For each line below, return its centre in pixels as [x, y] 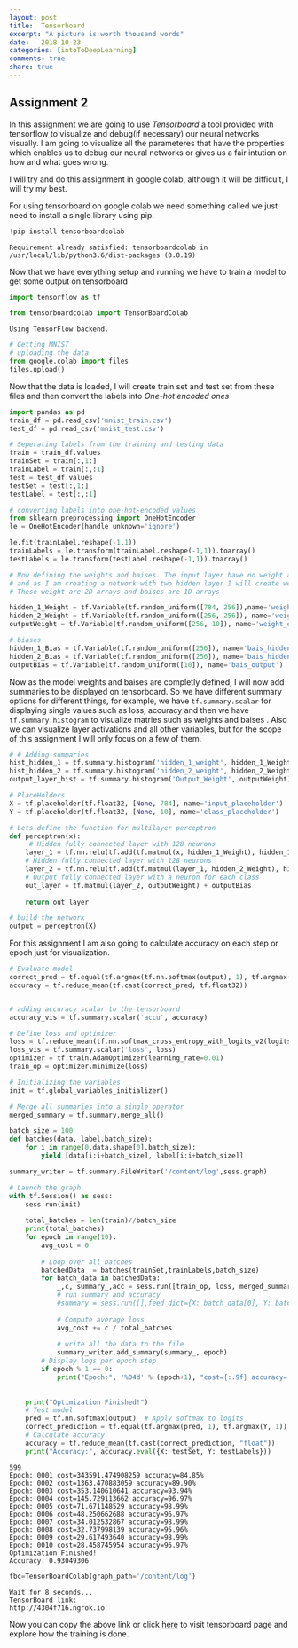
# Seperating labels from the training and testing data [117, 444]
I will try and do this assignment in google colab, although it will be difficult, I [149, 179]
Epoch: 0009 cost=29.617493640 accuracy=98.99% [99, 1537]
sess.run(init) [53, 1204]
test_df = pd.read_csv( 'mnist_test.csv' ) [87, 428]
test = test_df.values [51, 477]
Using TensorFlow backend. [59, 329]
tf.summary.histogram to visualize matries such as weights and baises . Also [148, 719]
